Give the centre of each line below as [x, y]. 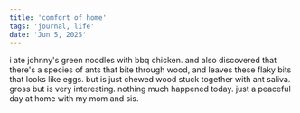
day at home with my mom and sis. [74, 99]
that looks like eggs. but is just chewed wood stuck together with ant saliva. [150, 80]
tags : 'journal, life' [52, 26]
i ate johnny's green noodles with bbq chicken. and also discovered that [143, 61]
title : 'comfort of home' [58, 18]
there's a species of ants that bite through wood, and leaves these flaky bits [150, 70]
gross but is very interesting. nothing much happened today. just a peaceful [150, 89]
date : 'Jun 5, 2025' [48, 34]
